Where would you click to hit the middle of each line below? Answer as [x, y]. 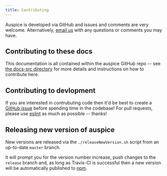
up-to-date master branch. [33, 147]
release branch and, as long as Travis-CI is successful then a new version [83, 163]
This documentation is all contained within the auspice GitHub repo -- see [83, 64]
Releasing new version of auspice [60, 130]
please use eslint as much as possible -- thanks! [56, 114]
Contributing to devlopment [51, 91]
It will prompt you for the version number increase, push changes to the [81, 157]
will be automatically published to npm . [46, 168]
